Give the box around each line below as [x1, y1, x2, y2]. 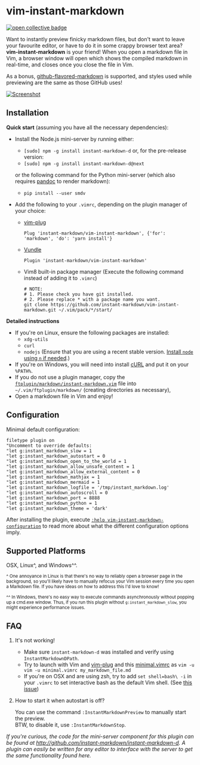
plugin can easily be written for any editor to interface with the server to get [6, 746, 193, 753]
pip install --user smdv [23, 190, 86, 196]
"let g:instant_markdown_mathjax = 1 [6, 474, 100, 480]
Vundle [23, 246, 42, 253]
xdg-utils [23, 336, 49, 342]
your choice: [14, 207, 46, 214]
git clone [23, 301, 49, 307]
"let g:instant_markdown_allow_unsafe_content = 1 [6, 464, 135, 470]
